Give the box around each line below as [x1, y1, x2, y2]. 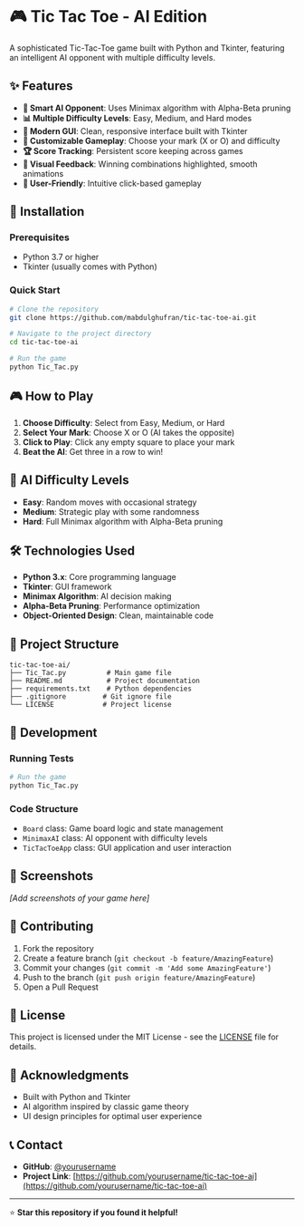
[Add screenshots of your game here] [9, 893, 150, 903]
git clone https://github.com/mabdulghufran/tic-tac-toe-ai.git [9, 313, 257, 322]
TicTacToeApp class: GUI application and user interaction [22, 842, 233, 853]
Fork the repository [22, 942, 95, 953]
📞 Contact [9, 1137, 63, 1153]
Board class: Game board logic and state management [22, 823, 223, 834]
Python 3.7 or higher [22, 252, 100, 263]
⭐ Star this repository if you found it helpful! [9, 1207, 178, 1218]
